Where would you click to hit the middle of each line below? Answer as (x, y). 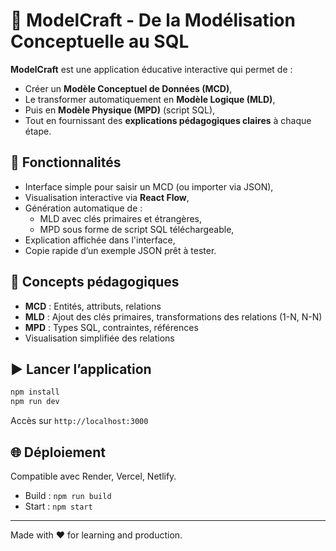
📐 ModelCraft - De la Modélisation (153, 20)
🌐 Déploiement (58, 452)
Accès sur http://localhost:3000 (79, 421)
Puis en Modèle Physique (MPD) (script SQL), (120, 110)
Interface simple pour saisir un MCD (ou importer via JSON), (149, 186)
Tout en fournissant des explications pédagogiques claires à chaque (168, 120)
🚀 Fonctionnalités (66, 162)
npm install (35, 392)
